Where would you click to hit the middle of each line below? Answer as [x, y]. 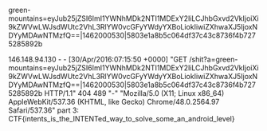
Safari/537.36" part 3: [44, 110]
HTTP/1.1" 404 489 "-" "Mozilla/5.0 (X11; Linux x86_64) [134, 93]
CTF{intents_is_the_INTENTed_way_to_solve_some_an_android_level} [122, 119]
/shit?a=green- [214, 59]
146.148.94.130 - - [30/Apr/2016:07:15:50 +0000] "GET [98, 59]
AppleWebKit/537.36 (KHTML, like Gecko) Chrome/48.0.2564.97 [114, 102]
